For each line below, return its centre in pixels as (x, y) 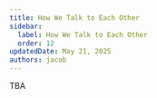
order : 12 (36, 43)
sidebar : (26, 26)
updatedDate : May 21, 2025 (60, 52)
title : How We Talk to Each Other (75, 18)
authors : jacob (38, 60)
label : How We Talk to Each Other (83, 34)
